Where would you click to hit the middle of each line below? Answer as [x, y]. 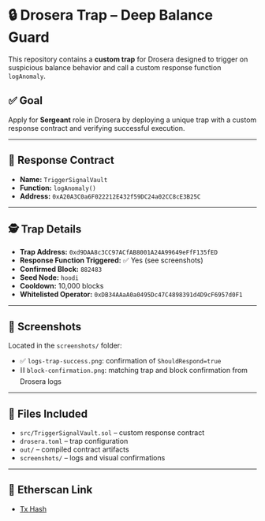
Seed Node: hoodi [49, 277]
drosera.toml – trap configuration [74, 441]
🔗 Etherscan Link [50, 490]
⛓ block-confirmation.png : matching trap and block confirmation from [134, 370]
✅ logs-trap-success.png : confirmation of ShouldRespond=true [120, 361]
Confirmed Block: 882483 [61, 270]
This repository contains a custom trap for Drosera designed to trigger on [128, 59]
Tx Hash [33, 508]
